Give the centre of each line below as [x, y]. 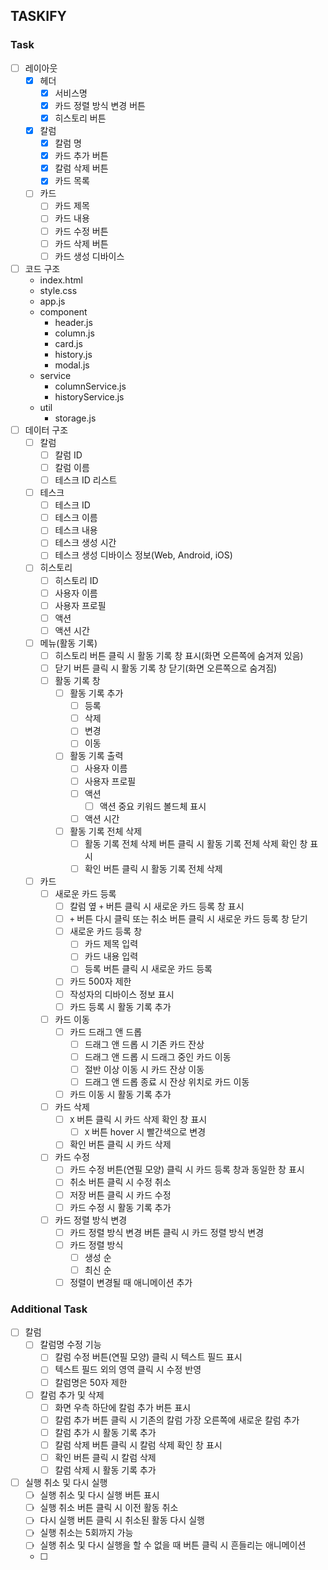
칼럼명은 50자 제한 [91, 1382]
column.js [74, 333]
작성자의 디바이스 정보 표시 [122, 994]
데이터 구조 [46, 430]
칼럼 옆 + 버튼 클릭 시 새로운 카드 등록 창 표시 [157, 906]
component [63, 311]
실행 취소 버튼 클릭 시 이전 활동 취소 [109, 1508]
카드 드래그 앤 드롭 [106, 1031]
